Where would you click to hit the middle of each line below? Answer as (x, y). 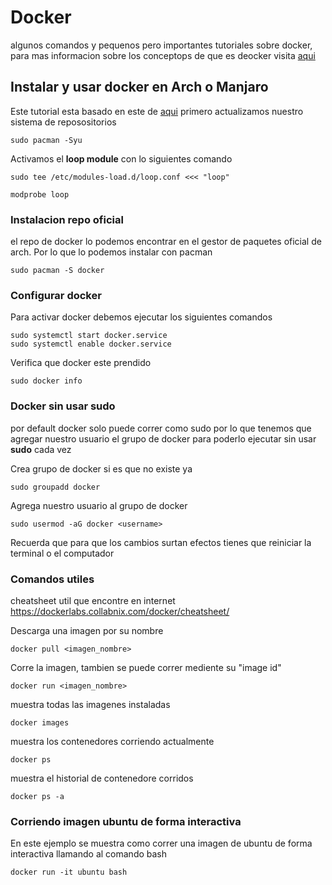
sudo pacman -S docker (57, 271)
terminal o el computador (62, 553)
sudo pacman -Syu (46, 140)
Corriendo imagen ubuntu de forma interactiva (126, 821)
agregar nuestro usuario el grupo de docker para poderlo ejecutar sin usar (163, 438)
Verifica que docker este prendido (81, 363)
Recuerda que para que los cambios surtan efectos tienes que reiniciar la (161, 542)
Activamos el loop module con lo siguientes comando (121, 158)
